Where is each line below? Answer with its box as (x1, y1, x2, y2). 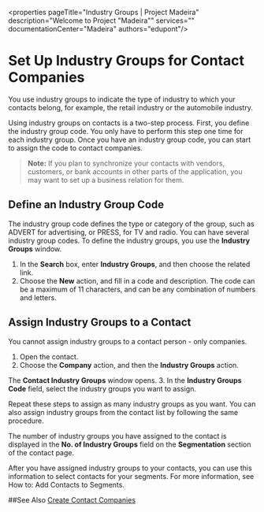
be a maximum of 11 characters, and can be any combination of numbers (19, 284, 256, 294)
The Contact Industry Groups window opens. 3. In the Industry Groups (8, 375, 242, 385)
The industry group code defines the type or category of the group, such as (8, 219, 255, 228)
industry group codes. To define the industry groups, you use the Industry (8, 236, 251, 245)
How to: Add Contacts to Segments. (8, 480, 125, 489)
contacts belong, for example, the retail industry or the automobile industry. (8, 102, 254, 112)
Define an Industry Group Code (8, 198, 165, 212)
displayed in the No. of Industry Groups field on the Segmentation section (8, 440, 251, 449)
